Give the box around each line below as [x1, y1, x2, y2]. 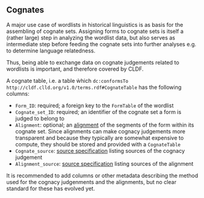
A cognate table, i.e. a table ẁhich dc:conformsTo [6, 77, 129, 84]
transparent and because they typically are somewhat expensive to [15, 134, 184, 141]
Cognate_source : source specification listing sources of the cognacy [15, 147, 185, 154]
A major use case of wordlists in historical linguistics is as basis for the [6, 21, 184, 28]
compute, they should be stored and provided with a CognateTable [15, 140, 181, 148]
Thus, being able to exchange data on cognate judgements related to [6, 58, 180, 66]
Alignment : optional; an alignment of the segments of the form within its [15, 121, 194, 129]
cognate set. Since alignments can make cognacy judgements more [15, 127, 186, 135]
